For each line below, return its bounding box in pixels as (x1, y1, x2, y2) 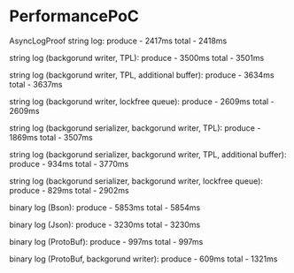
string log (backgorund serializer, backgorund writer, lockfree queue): (9, 175, 264, 186)
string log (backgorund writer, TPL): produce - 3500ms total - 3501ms (9, 52, 265, 63)
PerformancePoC (9, 6, 140, 27)
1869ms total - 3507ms (9, 132, 93, 142)
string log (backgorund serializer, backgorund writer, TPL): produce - (9, 122, 261, 133)
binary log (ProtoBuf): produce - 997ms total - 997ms (9, 236, 204, 246)
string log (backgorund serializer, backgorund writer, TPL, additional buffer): (9, 148, 287, 160)
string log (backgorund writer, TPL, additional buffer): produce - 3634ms (9, 69, 275, 80)
